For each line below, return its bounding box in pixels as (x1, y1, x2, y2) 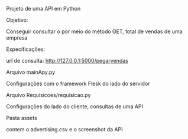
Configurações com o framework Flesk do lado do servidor (6, 80, 150, 87)
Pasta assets (6, 115, 37, 121)
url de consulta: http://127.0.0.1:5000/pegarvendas (6, 57, 128, 64)
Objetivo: (6, 17, 28, 23)
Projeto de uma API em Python (6, 5, 81, 12)
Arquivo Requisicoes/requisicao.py (6, 92, 91, 98)
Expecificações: (6, 46, 46, 53)
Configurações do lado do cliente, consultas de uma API (6, 103, 144, 110)
